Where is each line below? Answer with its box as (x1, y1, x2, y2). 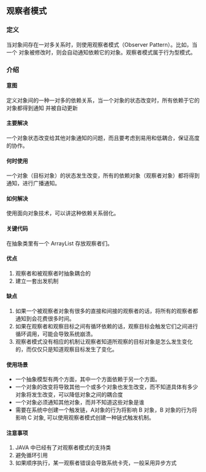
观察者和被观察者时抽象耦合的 (15, 269, 91, 277)
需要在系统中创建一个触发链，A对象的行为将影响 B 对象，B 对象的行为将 (15, 406, 197, 414)
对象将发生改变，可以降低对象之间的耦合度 (15, 391, 123, 398)
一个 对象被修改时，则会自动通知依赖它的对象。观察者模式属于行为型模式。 (6, 48, 196, 56)
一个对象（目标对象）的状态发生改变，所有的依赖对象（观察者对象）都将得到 (6, 172, 200, 179)
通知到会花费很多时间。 (15, 315, 75, 322)
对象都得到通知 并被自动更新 (6, 104, 78, 112)
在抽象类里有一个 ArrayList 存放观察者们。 (6, 239, 113, 247)
